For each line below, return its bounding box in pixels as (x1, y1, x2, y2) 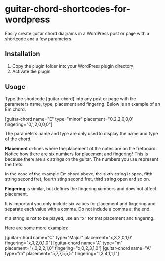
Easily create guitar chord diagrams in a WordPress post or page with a (5, 30, 149, 36)
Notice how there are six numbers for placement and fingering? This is (5, 151, 148, 157)
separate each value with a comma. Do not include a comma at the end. (5, 206, 151, 212)
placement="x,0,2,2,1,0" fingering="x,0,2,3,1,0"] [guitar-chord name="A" (5, 245, 152, 251)
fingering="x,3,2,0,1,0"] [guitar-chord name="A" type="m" (5, 240, 123, 246)
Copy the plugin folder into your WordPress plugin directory (12, 63, 134, 69)
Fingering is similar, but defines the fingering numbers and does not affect (5, 185, 157, 191)
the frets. (5, 161, 24, 167)
